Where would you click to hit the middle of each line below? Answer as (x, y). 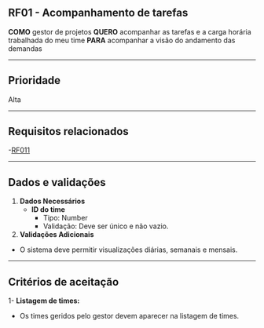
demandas (25, 48)
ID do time (48, 210)
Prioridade (35, 80)
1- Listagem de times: (44, 301)
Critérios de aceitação (64, 282)
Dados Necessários (52, 201)
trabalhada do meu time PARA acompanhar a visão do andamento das (122, 40)
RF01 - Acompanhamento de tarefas (98, 13)
